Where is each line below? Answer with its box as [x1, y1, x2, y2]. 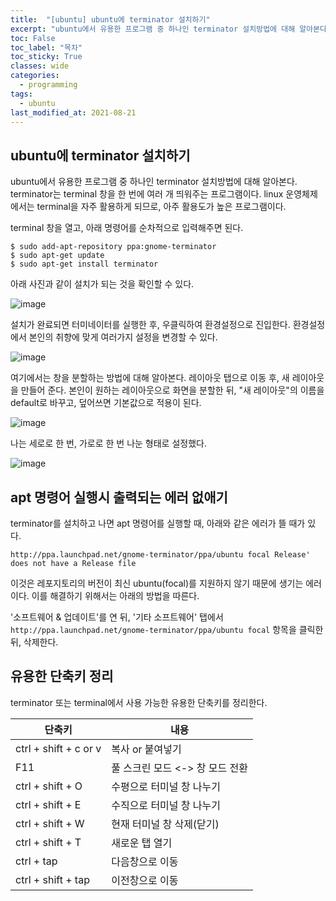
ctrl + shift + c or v [15, 741, 102, 755]
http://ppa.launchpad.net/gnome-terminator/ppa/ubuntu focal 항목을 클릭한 [10, 624, 324, 635]
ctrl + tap [15, 854, 58, 868]
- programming [19, 80, 78, 90]
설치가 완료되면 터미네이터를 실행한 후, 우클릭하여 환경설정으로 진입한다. [10, 319, 291, 331]
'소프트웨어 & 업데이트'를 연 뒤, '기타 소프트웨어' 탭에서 [10, 611, 224, 623]
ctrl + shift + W [15, 816, 85, 830]
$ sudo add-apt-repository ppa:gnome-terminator [10, 242, 217, 252]
